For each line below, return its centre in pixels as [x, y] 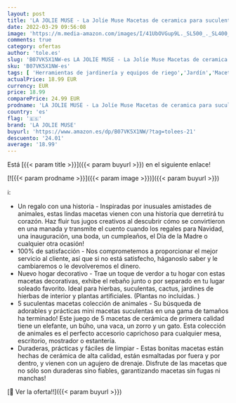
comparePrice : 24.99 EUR [44, 99]
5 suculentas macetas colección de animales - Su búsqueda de [109, 304]
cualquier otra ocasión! [51, 244]
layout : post [26, 14]
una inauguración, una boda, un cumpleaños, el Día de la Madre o [113, 236]
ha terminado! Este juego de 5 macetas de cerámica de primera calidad [121, 319]
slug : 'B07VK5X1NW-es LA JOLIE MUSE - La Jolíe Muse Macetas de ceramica [118, 60]
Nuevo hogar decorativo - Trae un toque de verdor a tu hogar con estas [121, 274]
